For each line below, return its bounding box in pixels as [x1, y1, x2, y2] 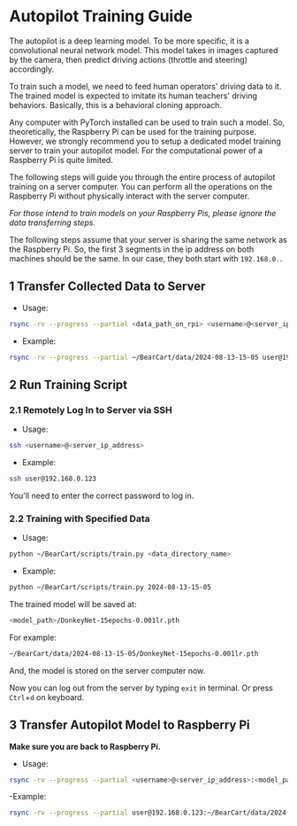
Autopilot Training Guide [9, 6, 193, 27]
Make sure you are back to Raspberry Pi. [9, 741, 161, 752]
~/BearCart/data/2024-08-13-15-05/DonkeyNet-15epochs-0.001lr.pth [9, 649, 259, 658]
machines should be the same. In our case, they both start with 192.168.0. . [9, 253, 283, 263]
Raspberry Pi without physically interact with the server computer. [9, 191, 250, 201]
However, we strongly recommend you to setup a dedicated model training [9, 136, 281, 146]
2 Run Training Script [9, 377, 128, 392]
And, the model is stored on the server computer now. [9, 665, 206, 675]
